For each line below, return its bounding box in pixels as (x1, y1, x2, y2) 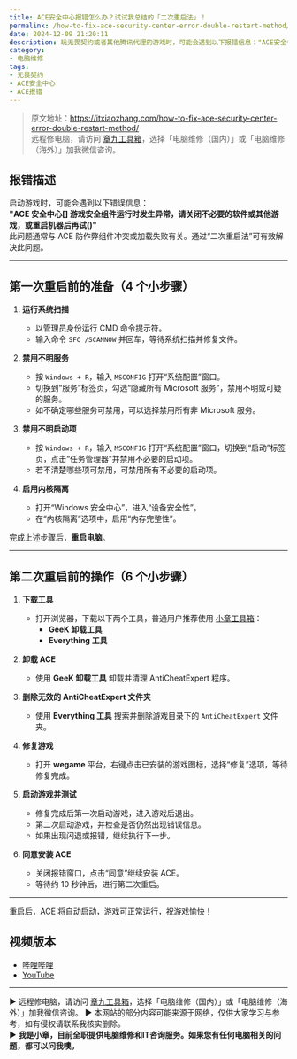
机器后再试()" (47, 220, 97, 230)
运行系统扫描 (21, 304, 69, 315)
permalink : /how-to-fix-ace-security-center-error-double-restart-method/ (9, 21, 291, 30)
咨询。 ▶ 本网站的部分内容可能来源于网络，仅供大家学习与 (58, 1007, 272, 1017)
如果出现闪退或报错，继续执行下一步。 (34, 829, 175, 840)
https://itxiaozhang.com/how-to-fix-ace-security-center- (69, 113, 278, 123)
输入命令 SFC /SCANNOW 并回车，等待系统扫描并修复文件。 (34, 334, 243, 345)
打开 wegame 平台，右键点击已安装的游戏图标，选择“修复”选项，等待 (34, 759, 288, 769)
